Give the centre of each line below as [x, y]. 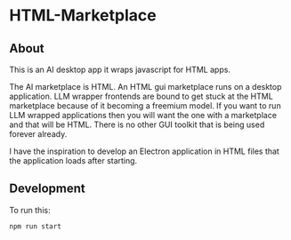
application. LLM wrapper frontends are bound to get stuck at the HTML [141, 96]
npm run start [36, 226]
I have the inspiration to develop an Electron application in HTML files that [145, 151]
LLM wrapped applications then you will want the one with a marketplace [143, 115]
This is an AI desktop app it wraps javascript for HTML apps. [120, 69]
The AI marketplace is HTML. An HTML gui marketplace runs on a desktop [145, 87]
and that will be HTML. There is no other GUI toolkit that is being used [137, 124]
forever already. [38, 134]
